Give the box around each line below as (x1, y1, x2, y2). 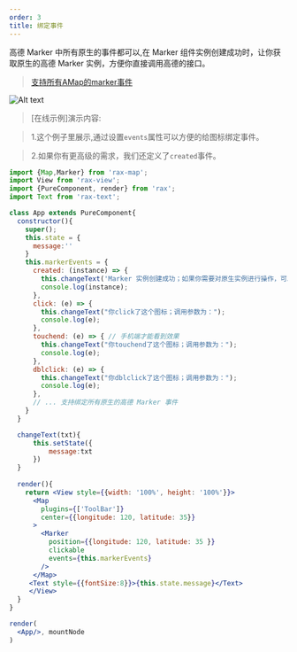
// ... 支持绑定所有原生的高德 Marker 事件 (32, 398, 179, 407)
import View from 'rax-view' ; (9, 176, 121, 185)
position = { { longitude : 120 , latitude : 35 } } (48, 538, 216, 547)
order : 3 (9, 12, 42, 22)
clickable (48, 546, 86, 555)
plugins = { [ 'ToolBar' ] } (41, 504, 125, 514)
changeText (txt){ (17, 431, 81, 439)
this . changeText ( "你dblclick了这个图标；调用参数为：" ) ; (41, 373, 238, 382)
